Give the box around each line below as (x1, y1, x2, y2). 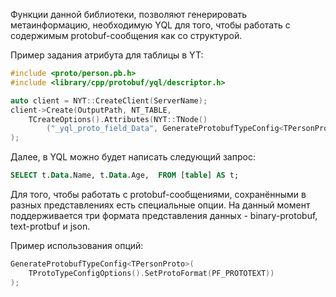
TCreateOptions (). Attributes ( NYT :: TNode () (28, 114, 208, 124)
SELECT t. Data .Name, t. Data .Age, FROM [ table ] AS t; (10, 170, 240, 181)
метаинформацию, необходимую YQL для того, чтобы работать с (10, 19, 291, 31)
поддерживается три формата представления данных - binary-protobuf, (10, 210, 318, 221)
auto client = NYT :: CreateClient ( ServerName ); (10, 95, 208, 106)
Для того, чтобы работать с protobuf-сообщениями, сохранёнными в (10, 189, 307, 200)
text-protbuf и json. (10, 220, 91, 232)
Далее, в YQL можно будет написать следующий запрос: (10, 151, 256, 163)
